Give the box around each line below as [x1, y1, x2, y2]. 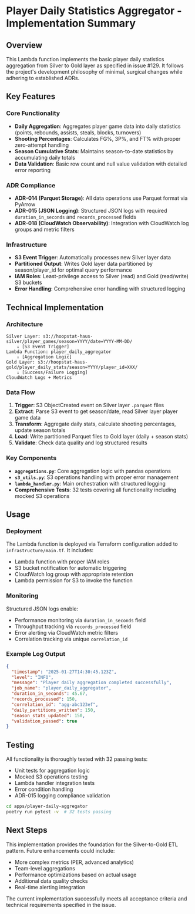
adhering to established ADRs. [6, 75, 80, 81]
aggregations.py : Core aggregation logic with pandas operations [14, 467, 172, 474]
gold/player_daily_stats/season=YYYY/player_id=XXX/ [6, 364, 138, 370]
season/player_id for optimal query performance [14, 266, 132, 273]
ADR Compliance [6, 181, 56, 189]
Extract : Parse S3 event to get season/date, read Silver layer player [14, 408, 178, 415]
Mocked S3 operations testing [14, 773, 88, 780]
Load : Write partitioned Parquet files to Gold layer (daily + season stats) [14, 433, 189, 440]
